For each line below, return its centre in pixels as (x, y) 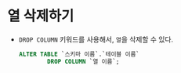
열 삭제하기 (41, 16)
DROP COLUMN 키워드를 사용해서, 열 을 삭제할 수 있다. (96, 39)
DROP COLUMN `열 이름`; (83, 61)
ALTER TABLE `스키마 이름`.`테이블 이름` (79, 54)
